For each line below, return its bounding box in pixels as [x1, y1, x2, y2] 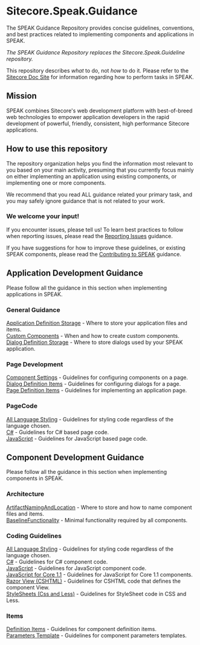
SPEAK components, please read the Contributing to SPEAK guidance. [6, 250, 181, 258]
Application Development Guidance [6, 268, 143, 279]
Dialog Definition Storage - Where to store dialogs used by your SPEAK [6, 339, 183, 346]
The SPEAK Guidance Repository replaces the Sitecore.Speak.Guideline [6, 48, 185, 56]
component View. [6, 583, 50, 591]
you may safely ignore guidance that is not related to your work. [6, 197, 165, 204]
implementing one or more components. [6, 179, 106, 186]
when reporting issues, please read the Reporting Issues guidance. [6, 232, 173, 239]
